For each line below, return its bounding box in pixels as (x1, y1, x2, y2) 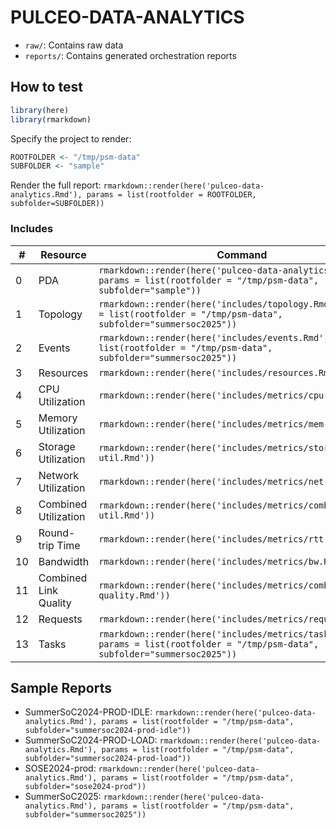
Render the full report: (10, 179, 102, 191)
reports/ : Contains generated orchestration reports (24, 49, 237, 61)
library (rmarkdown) (10, 114, 92, 125)
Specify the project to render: (10, 132, 132, 145)
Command (216, 247, 268, 261)
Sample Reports (10, 679, 112, 696)
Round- (38, 526, 76, 540)
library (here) (10, 105, 70, 115)
